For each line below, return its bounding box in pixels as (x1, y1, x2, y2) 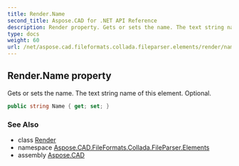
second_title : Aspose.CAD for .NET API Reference (7, 17, 158, 24)
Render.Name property (7, 70, 112, 82)
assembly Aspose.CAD (17, 150, 85, 159)
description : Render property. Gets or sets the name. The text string (7, 24, 224, 31)
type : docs (7, 30, 40, 38)
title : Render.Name (7, 10, 65, 18)
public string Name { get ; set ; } (7, 103, 110, 110)
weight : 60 (7, 37, 40, 44)
